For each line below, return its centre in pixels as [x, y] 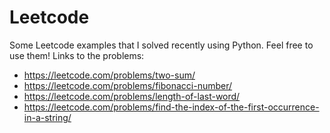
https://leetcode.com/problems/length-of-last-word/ [132, 96]
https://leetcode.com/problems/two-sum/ [109, 75]
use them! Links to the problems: [77, 55]
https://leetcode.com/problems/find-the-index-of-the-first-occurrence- [171, 107]
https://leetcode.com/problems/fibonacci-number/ [128, 85]
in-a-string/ [47, 117]
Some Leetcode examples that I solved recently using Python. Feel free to [161, 45]
